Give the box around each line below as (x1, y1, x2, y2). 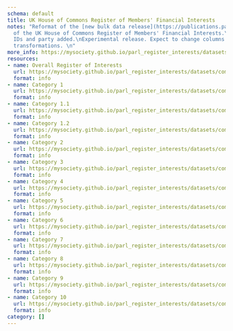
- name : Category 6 (7, 217, 64, 223)
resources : (7, 56, 39, 62)
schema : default (7, 10, 54, 17)
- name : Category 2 (7, 139, 64, 146)
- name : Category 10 (7, 294, 67, 301)
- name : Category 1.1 (7, 101, 70, 108)
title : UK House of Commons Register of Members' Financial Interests (7, 17, 216, 24)
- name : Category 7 (7, 236, 64, 243)
